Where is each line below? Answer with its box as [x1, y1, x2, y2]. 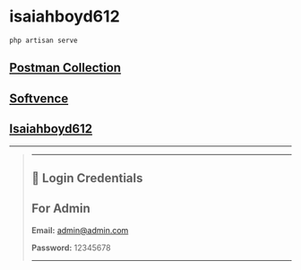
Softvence [9, 91, 69, 106]
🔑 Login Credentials [30, 170, 143, 186]
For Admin [30, 201, 91, 216]
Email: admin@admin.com [30, 224, 129, 235]
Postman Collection [9, 60, 122, 75]
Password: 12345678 [30, 242, 111, 253]
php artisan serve [9, 36, 78, 45]
